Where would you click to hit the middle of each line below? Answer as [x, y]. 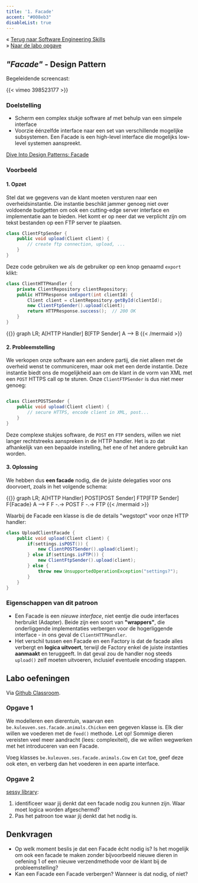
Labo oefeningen [38, 679]
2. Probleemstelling [30, 347]
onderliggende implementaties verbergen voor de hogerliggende [94, 628]
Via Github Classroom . [33, 693]
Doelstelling [24, 105]
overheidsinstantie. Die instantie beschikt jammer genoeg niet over [87, 203]
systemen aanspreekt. [54, 143]
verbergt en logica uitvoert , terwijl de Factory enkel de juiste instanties [101, 647]
